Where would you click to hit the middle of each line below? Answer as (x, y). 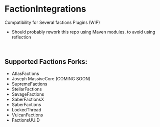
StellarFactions (27, 89)
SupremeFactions (29, 84)
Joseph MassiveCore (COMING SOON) (51, 78)
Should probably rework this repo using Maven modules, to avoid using (83, 32)
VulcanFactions (27, 115)
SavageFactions (28, 94)
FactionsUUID (26, 120)
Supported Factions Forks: (46, 62)
